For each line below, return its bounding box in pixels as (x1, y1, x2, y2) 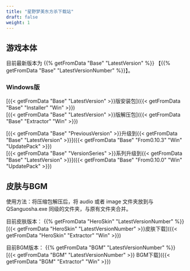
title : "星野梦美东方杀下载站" (6, 8, 74, 15)
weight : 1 (6, 19, 31, 25)
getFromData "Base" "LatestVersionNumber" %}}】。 (6, 67, 134, 74)
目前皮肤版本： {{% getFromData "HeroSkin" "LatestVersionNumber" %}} (6, 218, 184, 225)
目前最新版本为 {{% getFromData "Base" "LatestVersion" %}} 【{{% (6, 60, 171, 67)
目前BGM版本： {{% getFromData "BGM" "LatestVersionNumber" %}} (6, 244, 176, 251)
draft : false (6, 14, 38, 20)
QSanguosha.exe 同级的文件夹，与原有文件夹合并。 (6, 206, 131, 213)
